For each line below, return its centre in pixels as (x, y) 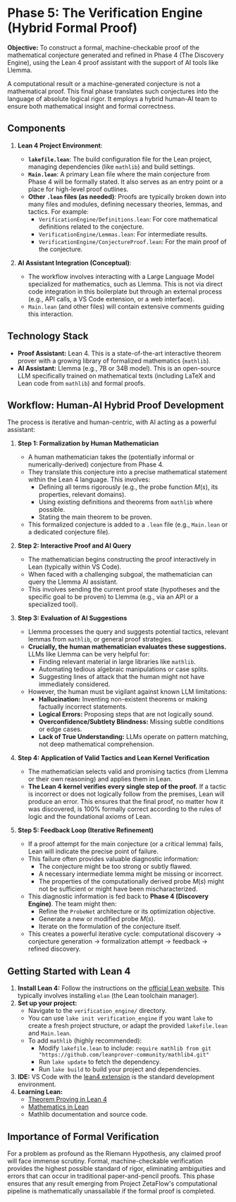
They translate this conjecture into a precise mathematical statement (128, 472)
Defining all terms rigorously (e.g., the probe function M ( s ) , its (128, 487)
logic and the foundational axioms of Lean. (90, 817)
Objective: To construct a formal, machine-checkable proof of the (103, 47)
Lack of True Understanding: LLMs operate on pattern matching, (133, 737)
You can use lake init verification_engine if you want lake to (120, 1018)
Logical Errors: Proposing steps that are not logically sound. (126, 714)
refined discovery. (54, 949)
